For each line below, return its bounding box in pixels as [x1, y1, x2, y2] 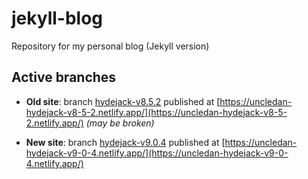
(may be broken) [85, 117, 155, 129]
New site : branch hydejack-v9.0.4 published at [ [25, 136, 226, 148]
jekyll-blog [11, 7, 104, 30]
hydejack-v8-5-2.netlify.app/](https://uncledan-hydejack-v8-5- [25, 106, 288, 118]
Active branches [11, 69, 117, 86]
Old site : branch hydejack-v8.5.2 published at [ [25, 95, 221, 107]
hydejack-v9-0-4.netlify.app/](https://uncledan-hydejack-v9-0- [25, 147, 289, 159]
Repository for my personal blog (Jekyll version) [11, 40, 210, 52]
